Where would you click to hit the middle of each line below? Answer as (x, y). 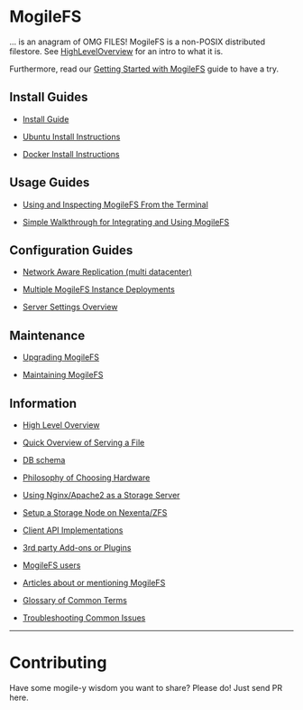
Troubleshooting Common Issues (84, 618)
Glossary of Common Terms (75, 600)
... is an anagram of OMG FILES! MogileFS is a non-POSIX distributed (138, 42)
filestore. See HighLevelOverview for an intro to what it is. (116, 51)
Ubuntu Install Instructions (71, 137)
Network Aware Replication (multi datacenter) (107, 272)
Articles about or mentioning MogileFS (94, 582)
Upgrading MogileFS (61, 357)
